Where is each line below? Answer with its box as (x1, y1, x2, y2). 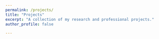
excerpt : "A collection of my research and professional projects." (5, 17, 154, 22)
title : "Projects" (5, 12, 44, 17)
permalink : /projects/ (5, 7, 54, 13)
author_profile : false (5, 21, 54, 27)
